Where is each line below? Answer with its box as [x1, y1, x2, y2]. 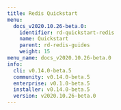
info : [7, 61, 23, 68]
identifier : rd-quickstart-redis [19, 29, 115, 36]
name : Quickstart [19, 36, 69, 42]
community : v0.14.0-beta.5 [13, 73, 90, 81]
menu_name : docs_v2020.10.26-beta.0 [7, 55, 111, 61]
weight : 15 [19, 49, 51, 55]
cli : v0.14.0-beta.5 [13, 67, 72, 74]
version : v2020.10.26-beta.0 [13, 93, 96, 100]
